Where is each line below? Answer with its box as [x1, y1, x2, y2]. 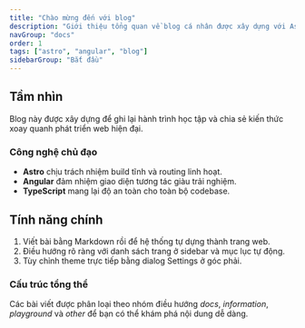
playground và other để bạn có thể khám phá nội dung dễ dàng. [9, 308, 249, 319]
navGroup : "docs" [9, 30, 75, 39]
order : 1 [9, 38, 43, 48]
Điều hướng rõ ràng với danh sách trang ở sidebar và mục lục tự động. [22, 245, 286, 256]
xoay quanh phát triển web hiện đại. [9, 123, 143, 134]
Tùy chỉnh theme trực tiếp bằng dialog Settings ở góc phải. [22, 255, 242, 266]
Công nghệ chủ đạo [9, 145, 98, 158]
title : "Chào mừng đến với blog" [9, 13, 136, 23]
